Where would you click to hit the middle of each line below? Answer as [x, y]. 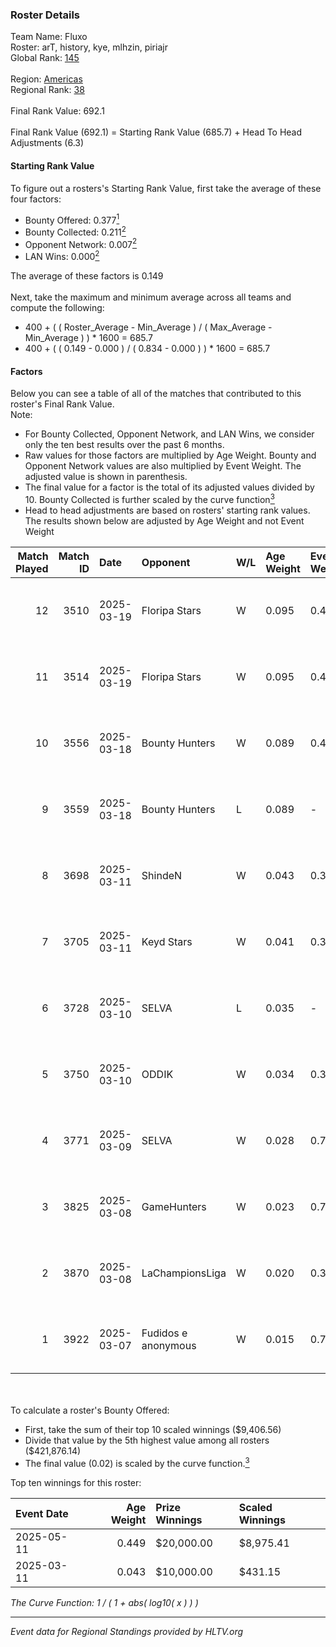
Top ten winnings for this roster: [76, 1482]
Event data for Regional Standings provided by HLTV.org [127, 1631]
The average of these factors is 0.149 [87, 276]
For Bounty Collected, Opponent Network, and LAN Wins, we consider [169, 434]
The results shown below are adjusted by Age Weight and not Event [164, 520]
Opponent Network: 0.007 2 [81, 243]
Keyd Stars [167, 941]
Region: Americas [46, 79]
